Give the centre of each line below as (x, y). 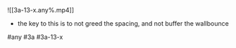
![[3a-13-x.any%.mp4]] (41, 10)
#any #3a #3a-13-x (35, 37)
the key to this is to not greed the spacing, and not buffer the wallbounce (123, 23)
